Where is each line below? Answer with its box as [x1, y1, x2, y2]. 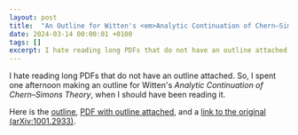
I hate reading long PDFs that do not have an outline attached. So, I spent [9, 70, 277, 81]
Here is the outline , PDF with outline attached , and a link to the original [9, 107, 266, 117]
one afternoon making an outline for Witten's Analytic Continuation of [9, 80, 263, 91]
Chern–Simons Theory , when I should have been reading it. [9, 90, 226, 100]
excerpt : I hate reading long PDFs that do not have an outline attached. [9, 46, 292, 55]
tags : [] [9, 37, 42, 47]
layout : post [9, 12, 58, 22]
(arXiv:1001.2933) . [9, 116, 76, 127]
